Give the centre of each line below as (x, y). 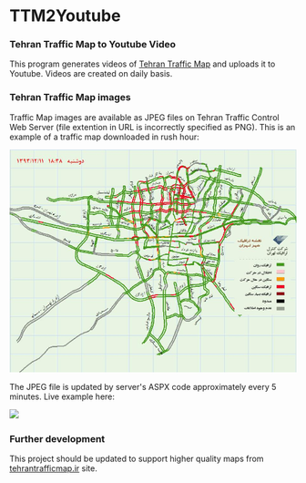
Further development (57, 438)
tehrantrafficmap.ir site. (53, 468)
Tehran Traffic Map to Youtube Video (92, 45)
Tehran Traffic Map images (70, 98)
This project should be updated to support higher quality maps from (137, 458)
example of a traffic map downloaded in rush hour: (104, 137)
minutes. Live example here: (62, 396)
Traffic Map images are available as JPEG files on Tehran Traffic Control (144, 117)
